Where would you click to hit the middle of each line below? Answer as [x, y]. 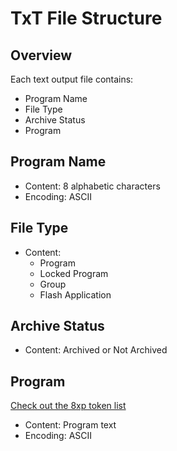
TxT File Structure [86, 18]
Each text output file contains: [72, 79]
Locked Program [74, 273]
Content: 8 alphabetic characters [92, 186]
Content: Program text [70, 425]
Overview [41, 55]
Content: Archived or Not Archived [96, 350]
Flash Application [75, 294]
